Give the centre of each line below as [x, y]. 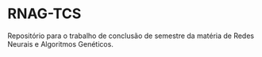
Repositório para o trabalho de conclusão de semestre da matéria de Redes [131, 36]
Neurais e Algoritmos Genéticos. [61, 44]
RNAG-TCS [44, 14]
